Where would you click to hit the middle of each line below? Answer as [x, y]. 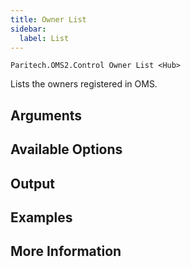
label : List [44, 38]
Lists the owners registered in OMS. [84, 84]
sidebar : [28, 29]
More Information [66, 251]
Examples [41, 217]
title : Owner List [48, 19]
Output [32, 183]
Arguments [46, 115]
